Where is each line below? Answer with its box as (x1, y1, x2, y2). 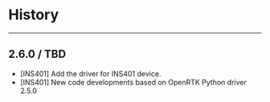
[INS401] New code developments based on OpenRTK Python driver (19, 77, 247, 87)
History (8, 6, 59, 24)
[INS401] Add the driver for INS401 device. (19, 68, 162, 78)
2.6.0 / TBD (8, 47, 67, 61)
